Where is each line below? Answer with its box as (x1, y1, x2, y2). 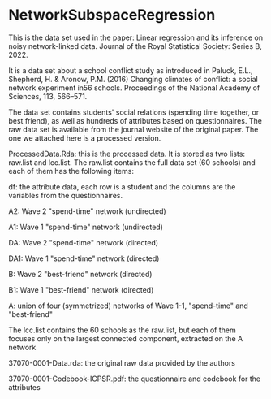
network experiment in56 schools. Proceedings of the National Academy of (8, 83, 260, 93)
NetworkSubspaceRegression (8, 6, 216, 24)
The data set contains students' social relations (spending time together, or (8, 107, 260, 117)
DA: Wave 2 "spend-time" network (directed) (8, 237, 159, 247)
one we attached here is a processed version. (8, 132, 161, 143)
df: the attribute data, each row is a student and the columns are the (8, 181, 236, 192)
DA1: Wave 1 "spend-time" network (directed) (8, 254, 160, 263)
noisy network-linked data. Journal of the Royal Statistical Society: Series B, (8, 41, 262, 50)
